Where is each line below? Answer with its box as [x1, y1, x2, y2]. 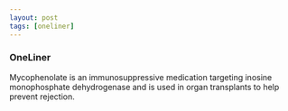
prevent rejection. [9, 91, 75, 102]
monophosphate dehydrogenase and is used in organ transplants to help [9, 81, 280, 92]
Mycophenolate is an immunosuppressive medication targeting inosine [9, 71, 273, 82]
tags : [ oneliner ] [9, 22, 75, 31]
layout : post [9, 13, 59, 23]
